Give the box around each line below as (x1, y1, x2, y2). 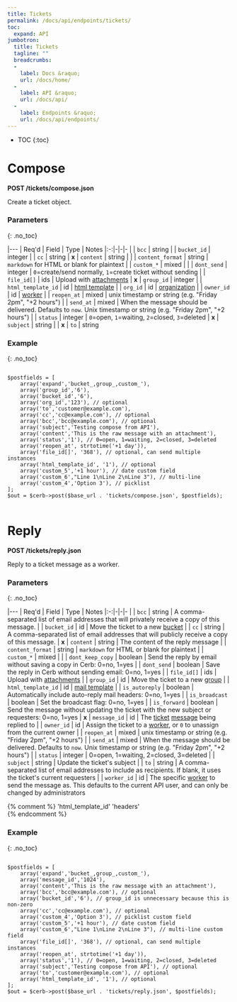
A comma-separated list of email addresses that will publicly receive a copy (7, 630, 228, 639)
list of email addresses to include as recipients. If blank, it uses (38, 766, 221, 774)
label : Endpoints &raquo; (20, 109, 97, 116)
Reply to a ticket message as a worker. (7, 560, 120, 568)
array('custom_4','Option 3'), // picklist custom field (20, 913, 192, 920)
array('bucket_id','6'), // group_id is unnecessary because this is (20, 895, 230, 902)
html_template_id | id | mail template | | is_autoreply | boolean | (7, 683, 195, 692)
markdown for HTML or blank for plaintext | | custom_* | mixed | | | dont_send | (7, 260, 228, 268)
